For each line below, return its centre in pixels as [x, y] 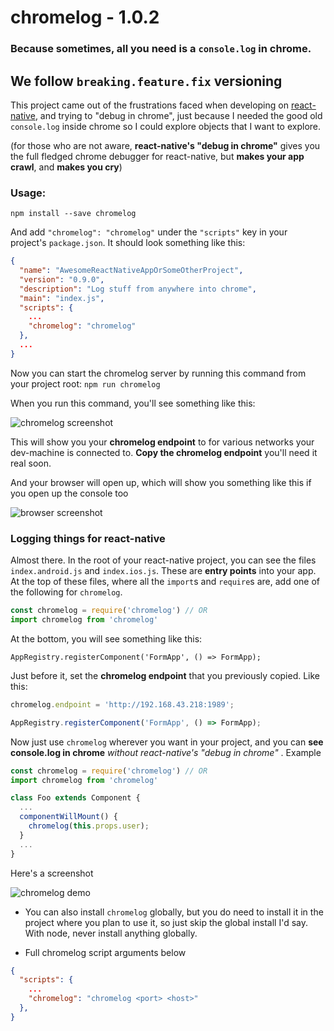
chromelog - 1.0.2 [85, 17]
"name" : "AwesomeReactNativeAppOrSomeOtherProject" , [131, 271]
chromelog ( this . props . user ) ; [89, 826]
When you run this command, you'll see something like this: [133, 403]
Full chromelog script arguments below [105, 952]
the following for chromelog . [66, 592]
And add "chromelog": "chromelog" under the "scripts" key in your [149, 232]
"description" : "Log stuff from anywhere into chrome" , [138, 289]
